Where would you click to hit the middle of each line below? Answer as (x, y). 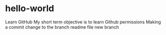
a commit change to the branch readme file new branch (62, 27)
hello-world (30, 9)
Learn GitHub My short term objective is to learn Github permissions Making (83, 22)
